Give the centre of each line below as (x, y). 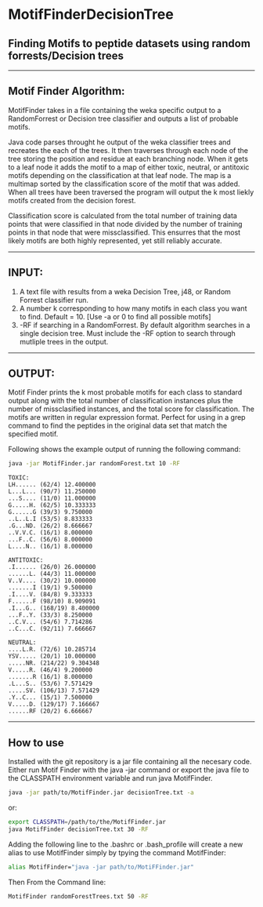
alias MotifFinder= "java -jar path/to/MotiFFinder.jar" (101, 867)
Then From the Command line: (57, 882)
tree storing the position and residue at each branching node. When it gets (128, 158)
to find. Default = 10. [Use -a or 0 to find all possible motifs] (115, 316)
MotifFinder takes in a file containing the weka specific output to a (115, 110)
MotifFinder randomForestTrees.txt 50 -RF (78, 896)
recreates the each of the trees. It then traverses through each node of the (128, 150)
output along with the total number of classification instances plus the (121, 401)
